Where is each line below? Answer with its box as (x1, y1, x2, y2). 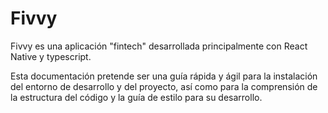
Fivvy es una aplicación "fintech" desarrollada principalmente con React (10, 40, 308, 52)
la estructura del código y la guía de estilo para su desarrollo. (10, 91, 263, 103)
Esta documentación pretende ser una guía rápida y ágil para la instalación (10, 70, 318, 82)
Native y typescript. (10, 50, 92, 62)
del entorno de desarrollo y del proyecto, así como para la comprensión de (10, 80, 318, 92)
